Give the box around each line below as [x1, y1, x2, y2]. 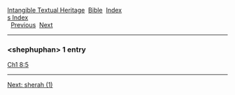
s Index [7, 13, 29, 22]
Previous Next [10, 21, 53, 29]
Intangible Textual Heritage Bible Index [7, 6, 122, 14]
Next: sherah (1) [7, 80, 53, 89]
